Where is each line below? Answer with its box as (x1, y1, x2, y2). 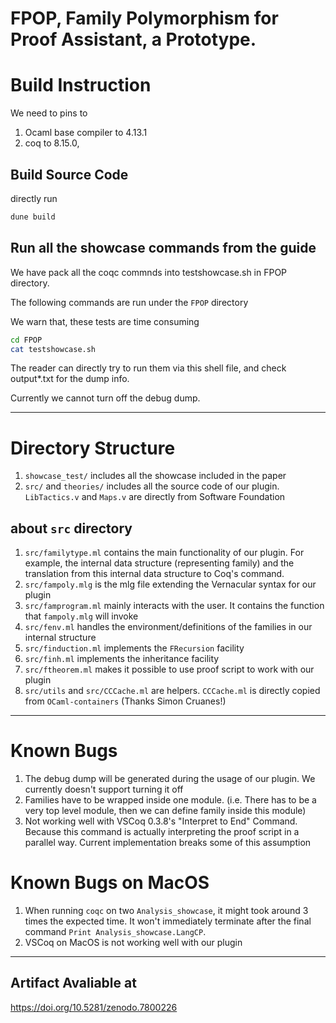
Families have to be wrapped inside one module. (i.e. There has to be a (24, 794, 317, 806)
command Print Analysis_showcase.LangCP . (24, 926, 207, 937)
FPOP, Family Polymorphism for (10, 7, 279, 30)
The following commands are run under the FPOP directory (10, 296, 249, 308)
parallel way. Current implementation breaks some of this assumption (24, 837, 312, 849)
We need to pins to (10, 107, 88, 119)
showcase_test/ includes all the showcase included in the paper (24, 470, 287, 482)
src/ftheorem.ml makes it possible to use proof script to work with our (24, 663, 315, 676)
